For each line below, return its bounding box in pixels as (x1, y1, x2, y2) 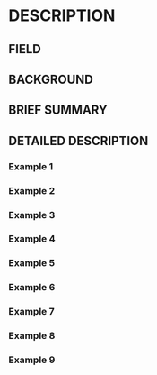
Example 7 (8, 306, 55, 318)
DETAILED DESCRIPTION (8, 133, 149, 149)
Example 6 (8, 281, 56, 294)
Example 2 (8, 184, 56, 197)
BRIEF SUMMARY (8, 103, 109, 118)
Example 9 (8, 353, 56, 366)
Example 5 (8, 257, 56, 270)
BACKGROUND (8, 71, 93, 87)
